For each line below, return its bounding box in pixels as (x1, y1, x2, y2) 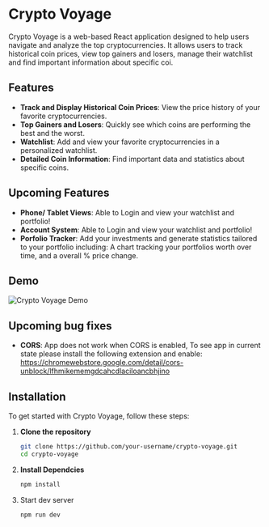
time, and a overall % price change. (19, 250, 139, 260)
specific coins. (19, 163, 69, 172)
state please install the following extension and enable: (19, 349, 203, 359)
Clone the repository (19, 427, 91, 436)
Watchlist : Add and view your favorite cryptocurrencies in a (19, 137, 220, 147)
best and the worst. (19, 128, 85, 138)
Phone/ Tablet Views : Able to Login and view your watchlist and (19, 207, 235, 217)
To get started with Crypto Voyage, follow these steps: (8, 411, 190, 421)
